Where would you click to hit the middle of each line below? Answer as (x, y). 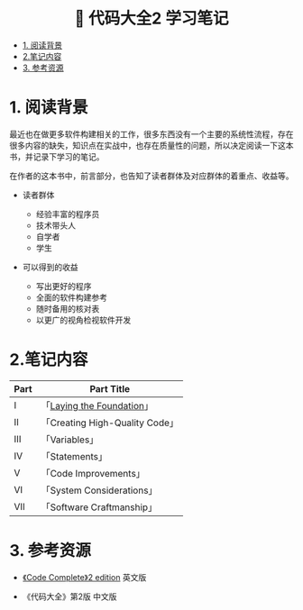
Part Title (110, 388)
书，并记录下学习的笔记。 (57, 156)
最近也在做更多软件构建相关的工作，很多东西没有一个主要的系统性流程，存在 (151, 134)
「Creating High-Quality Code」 (110, 423)
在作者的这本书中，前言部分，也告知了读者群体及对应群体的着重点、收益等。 (151, 176)
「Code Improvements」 (93, 473)
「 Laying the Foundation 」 (97, 405)
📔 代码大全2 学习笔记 (151, 18)
